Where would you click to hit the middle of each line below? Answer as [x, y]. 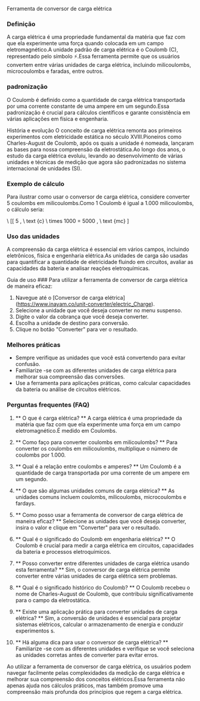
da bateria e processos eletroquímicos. [63, 551]
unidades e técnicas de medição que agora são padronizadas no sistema [96, 162]
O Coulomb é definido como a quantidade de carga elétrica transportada [96, 100]
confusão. [28, 364]
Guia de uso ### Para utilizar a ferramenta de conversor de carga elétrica [97, 280]
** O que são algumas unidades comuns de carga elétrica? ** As [95, 491]
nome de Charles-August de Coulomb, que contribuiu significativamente [104, 594]
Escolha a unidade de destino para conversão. [72, 323]
